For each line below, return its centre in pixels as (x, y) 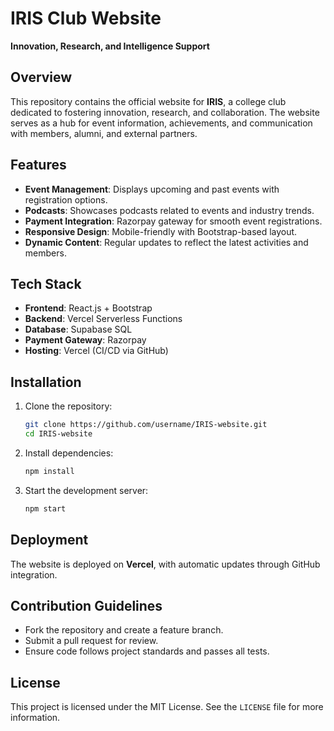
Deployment (49, 540)
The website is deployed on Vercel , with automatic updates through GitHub (165, 564)
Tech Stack (46, 283)
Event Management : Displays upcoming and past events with (152, 189)
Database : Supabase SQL (78, 329)
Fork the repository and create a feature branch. (124, 630)
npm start (45, 508)
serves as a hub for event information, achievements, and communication (161, 123)
